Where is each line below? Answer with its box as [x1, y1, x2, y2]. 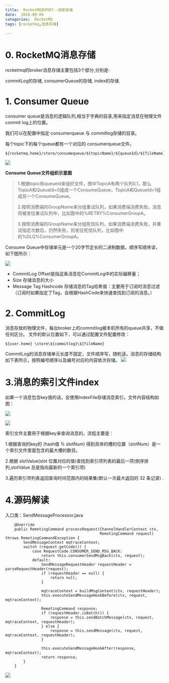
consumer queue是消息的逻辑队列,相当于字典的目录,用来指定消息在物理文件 [5, 113, 162, 119]
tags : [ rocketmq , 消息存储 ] [5, 21, 59, 27]
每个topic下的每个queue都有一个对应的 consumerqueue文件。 [5, 141, 134, 147]
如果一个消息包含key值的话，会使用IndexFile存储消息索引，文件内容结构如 [5, 394, 159, 400]
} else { [41, 623, 59, 629]
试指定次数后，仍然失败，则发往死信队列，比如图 [17, 227, 119, 233]
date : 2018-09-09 [5, 12, 44, 17]
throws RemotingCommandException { [5, 535, 80, 540]
